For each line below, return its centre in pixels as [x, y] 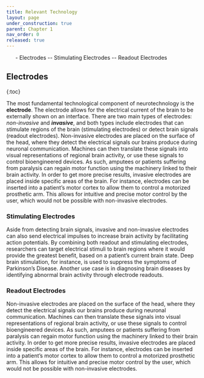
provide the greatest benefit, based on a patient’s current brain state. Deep [100, 255]
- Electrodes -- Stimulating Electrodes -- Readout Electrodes [91, 58]
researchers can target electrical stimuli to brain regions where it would [96, 249]
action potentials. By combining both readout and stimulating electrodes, [97, 243]
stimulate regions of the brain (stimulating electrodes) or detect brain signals [102, 129]
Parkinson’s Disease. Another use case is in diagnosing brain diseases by [98, 268]
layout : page [23, 18]
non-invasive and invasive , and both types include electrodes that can [95, 123]
